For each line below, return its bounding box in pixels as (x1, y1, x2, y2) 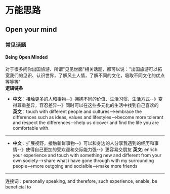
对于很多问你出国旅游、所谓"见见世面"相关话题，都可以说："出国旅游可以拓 (5, 66, 162, 72)
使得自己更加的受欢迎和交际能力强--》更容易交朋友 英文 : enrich (25, 146, 158, 152)
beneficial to (5, 183, 31, 190)
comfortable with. (12, 125, 50, 131)
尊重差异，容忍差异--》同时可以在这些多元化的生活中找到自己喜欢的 (17, 102, 159, 108)
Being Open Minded (5, 54, 48, 60)
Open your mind (5, 25, 57, 33)
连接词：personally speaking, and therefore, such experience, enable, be (5, 178, 158, 184)
